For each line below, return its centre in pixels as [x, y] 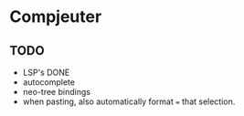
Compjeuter [56, 17]
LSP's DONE [46, 72]
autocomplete [49, 82]
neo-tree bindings [57, 92]
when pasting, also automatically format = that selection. [129, 101]
